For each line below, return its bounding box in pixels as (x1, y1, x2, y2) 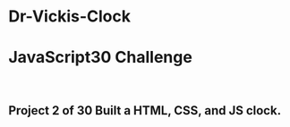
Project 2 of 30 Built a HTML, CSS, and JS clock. (8, 103, 282, 118)
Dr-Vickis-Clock (8, 6, 132, 27)
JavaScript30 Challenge (8, 47, 193, 68)
